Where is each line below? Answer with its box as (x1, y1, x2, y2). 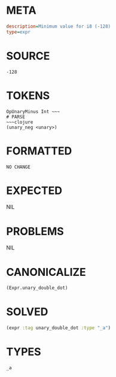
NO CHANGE (6, 164, 31, 170)
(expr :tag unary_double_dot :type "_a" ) (6, 325, 111, 331)
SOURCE (6, 49, 50, 63)
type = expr (6, 29, 31, 35)
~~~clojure (6, 119, 33, 125)
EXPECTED (6, 184, 63, 197)
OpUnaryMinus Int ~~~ (6, 108, 60, 114)
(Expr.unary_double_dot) (6, 285, 68, 291)
